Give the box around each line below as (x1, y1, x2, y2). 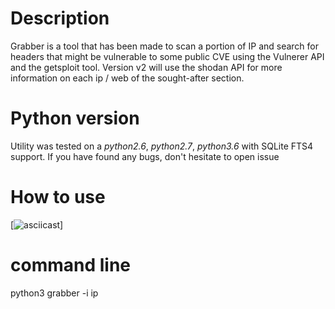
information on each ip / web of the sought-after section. (10, 72, 245, 84)
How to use (10, 186, 106, 209)
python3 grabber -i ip (10, 287, 99, 299)
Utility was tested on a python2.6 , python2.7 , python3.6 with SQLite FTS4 (10, 140, 314, 152)
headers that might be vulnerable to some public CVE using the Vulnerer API (10, 50, 325, 62)
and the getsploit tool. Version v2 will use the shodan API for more (10, 61, 283, 73)
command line (10, 254, 132, 276)
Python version (10, 107, 140, 130)
